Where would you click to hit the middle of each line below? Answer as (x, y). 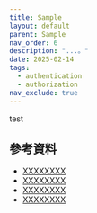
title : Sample (36, 18)
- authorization (48, 84)
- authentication (50, 76)
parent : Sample (38, 34)
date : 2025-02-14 (42, 59)
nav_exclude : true (44, 93)
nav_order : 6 (34, 43)
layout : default (40, 26)
